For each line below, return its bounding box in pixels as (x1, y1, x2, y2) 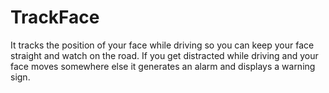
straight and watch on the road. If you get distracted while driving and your (10, 49, 319, 61)
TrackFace (10, 6, 100, 29)
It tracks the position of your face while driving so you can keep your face (10, 39, 315, 51)
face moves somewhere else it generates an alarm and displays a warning (10, 60, 316, 72)
